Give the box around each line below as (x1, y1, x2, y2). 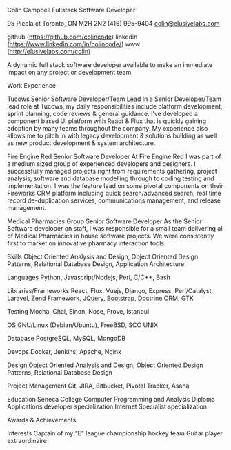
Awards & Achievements (7, 416, 77, 424)
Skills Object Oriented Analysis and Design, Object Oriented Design (7, 252, 199, 261)
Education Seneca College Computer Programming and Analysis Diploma (7, 395, 215, 403)
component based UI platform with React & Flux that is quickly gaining (7, 117, 207, 125)
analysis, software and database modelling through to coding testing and (7, 174, 214, 182)
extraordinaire (7, 437, 47, 444)
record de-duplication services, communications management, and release (7, 196, 221, 205)
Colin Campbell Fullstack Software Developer (7, 6, 136, 14)
